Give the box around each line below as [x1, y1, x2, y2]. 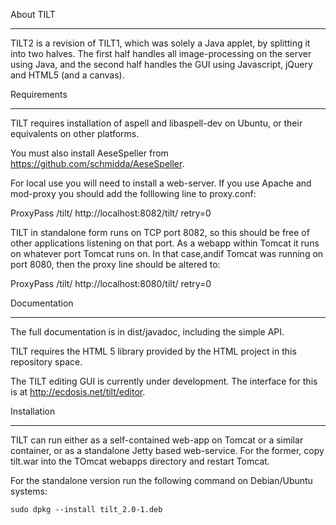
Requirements [10, 89, 68, 100]
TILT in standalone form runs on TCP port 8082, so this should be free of [10, 227, 310, 238]
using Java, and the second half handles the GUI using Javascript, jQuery [10, 59, 313, 70]
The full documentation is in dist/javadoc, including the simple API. [10, 326, 285, 338]
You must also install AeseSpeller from [10, 147, 169, 159]
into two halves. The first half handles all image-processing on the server [10, 48, 312, 59]
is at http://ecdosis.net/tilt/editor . [10, 386, 146, 398]
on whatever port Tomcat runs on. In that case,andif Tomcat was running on [10, 248, 324, 259]
